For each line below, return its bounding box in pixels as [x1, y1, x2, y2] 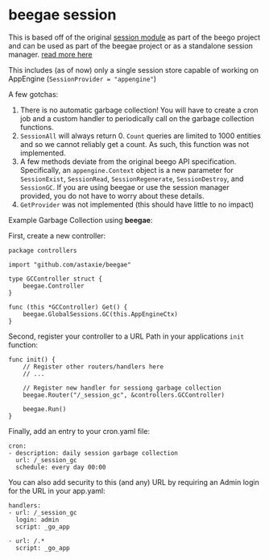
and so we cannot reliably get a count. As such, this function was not [19, 139, 250, 149]
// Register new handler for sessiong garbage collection [23, 384, 221, 392]
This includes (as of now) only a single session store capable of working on [8, 65, 259, 74]
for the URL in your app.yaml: [8, 486, 106, 495]
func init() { [8, 356, 56, 364]
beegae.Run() [23, 405, 67, 413]
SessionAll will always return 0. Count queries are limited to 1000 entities [19, 131, 262, 141]
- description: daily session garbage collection [8, 448, 179, 457]
